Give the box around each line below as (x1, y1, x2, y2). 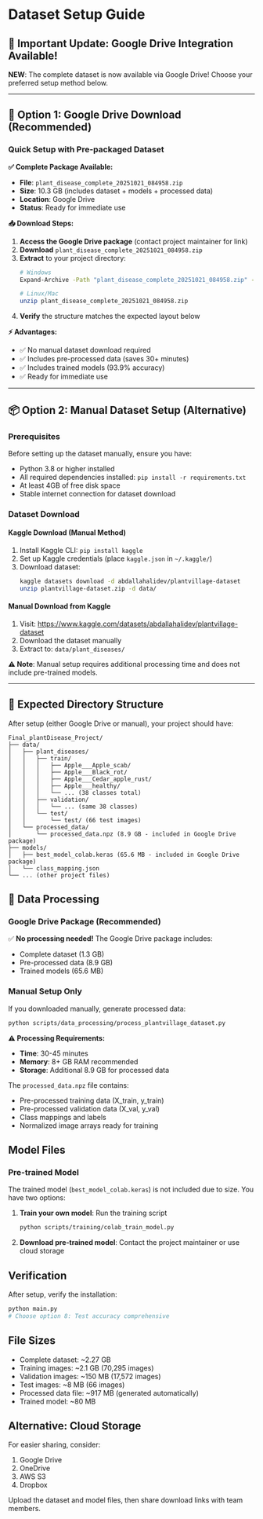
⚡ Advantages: (8, 328, 57, 337)
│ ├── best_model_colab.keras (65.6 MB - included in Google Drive (8, 851, 240, 858)
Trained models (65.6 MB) (19, 966, 104, 975)
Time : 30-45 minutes (19, 1049, 88, 1058)
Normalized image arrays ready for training (19, 1121, 159, 1130)
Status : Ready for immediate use (19, 203, 127, 212)
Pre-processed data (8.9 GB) (19, 958, 113, 968)
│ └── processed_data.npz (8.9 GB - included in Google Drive (8, 830, 236, 838)
